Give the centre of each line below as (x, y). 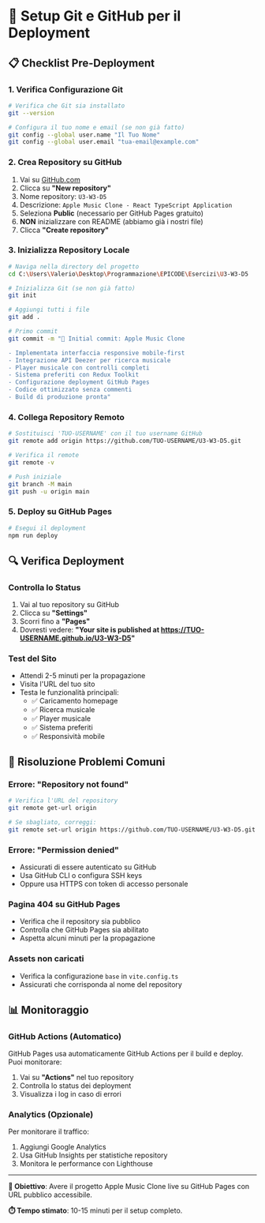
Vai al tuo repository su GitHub (69, 605)
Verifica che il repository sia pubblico (80, 921)
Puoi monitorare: (35, 1062)
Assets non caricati (46, 959)
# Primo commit (33, 332)
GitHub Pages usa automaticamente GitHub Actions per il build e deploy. (126, 1054)
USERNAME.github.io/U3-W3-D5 (75, 638)
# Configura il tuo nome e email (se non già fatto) (97, 127)
